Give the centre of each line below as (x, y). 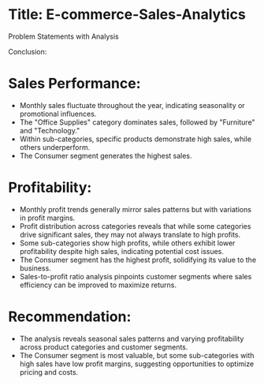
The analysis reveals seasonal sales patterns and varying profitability (132, 338)
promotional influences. (58, 114)
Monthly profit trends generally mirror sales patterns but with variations (136, 209)
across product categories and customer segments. (104, 347)
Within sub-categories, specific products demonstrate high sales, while (136, 139)
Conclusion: (28, 51)
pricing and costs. (49, 372)
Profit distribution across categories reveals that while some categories (135, 226)
